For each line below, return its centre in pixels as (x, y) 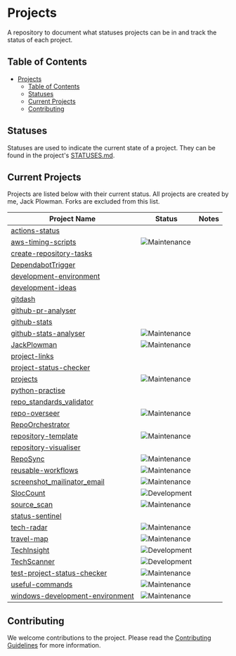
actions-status (35, 231)
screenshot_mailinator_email (58, 482)
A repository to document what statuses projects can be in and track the (112, 32)
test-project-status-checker (59, 573)
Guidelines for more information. (54, 645)
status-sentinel (36, 516)
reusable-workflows (45, 471)
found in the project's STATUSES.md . (61, 155)
